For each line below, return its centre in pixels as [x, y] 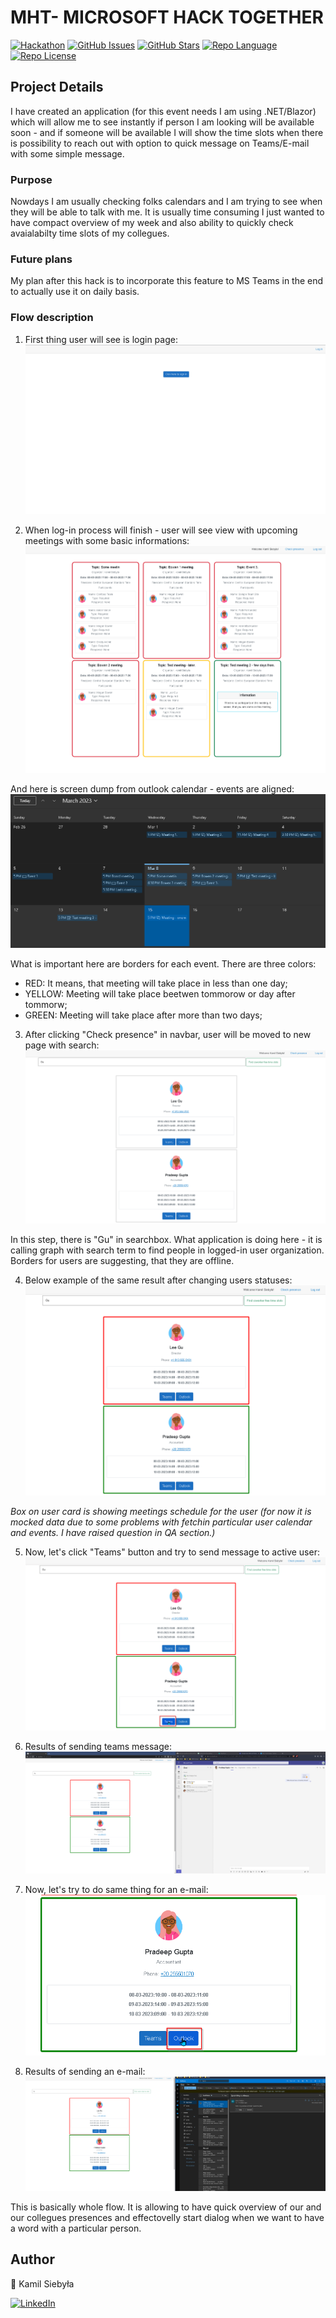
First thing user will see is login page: [101, 339]
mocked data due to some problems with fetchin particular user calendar [161, 1522]
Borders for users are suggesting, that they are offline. [122, 1260]
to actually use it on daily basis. [75, 292]
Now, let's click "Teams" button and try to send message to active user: [172, 1552]
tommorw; [46, 1004]
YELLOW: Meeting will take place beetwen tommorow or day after [160, 993]
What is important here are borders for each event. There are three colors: [163, 963]
